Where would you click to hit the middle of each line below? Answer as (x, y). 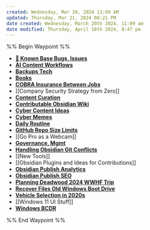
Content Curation (38, 98)
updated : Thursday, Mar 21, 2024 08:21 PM (61, 18)
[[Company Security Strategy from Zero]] (67, 91)
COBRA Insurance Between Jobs (58, 85)
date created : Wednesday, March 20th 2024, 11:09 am (75, 23)
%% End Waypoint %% (36, 220)
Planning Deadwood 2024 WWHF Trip (65, 182)
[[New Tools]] (32, 156)
